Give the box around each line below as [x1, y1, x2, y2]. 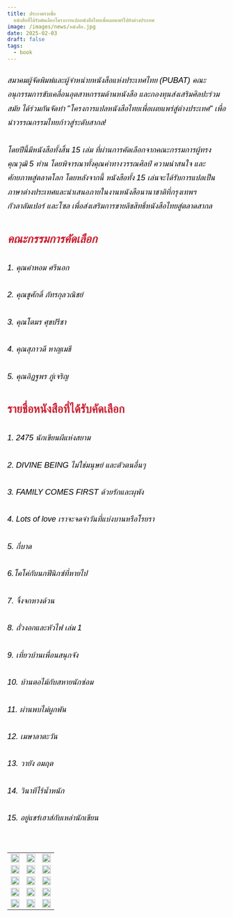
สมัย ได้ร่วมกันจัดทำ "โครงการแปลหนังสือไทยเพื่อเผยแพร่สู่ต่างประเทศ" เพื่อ [7, 104, 226, 113]
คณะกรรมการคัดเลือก [7, 232, 97, 246]
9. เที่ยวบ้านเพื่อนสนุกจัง [7, 650, 79, 660]
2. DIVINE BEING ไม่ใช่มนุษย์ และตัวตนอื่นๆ [7, 460, 146, 470]
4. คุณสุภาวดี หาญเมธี [7, 344, 72, 354]
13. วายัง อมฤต [7, 759, 54, 769]
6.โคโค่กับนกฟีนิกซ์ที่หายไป [7, 568, 88, 578]
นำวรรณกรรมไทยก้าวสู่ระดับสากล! [7, 118, 106, 127]
